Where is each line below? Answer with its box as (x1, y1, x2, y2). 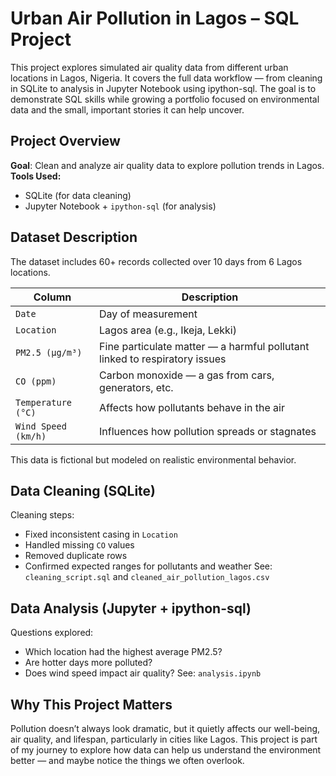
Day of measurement (99, 307, 198, 321)
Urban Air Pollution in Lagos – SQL (10, 7, 300, 30)
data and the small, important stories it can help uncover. (10, 103, 245, 116)
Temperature (15, 397, 73, 408)
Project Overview (10, 133, 121, 150)
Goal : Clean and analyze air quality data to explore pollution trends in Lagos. (10, 159, 325, 171)
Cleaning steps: (10, 509, 75, 521)
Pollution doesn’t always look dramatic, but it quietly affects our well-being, (10, 723, 321, 734)
